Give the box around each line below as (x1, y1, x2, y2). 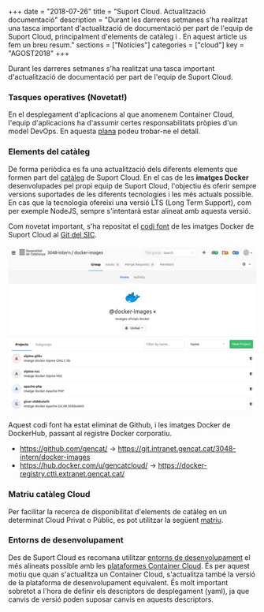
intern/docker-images (19, 453, 91, 462)
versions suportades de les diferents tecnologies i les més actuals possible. (8, 189, 254, 199)
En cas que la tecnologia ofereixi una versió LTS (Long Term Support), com (8, 197, 252, 207)
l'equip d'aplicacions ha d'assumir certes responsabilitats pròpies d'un (8, 118, 238, 128)
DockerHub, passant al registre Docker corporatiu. (8, 429, 172, 438)
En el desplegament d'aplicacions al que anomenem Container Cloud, (8, 110, 235, 119)
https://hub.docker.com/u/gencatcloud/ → (19, 461, 157, 470)
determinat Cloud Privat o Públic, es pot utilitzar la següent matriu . (8, 515, 224, 524)
